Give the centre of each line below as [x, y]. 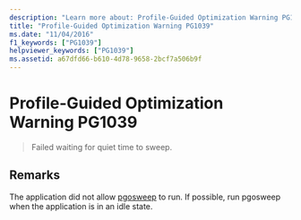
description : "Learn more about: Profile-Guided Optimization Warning [144, 17]
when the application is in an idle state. [81, 206]
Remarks [35, 175]
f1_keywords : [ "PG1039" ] [56, 42]
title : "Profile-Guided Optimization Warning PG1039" [112, 26]
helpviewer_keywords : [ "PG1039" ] [72, 51]
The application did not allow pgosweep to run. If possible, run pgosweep [145, 197]
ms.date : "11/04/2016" [52, 34]
